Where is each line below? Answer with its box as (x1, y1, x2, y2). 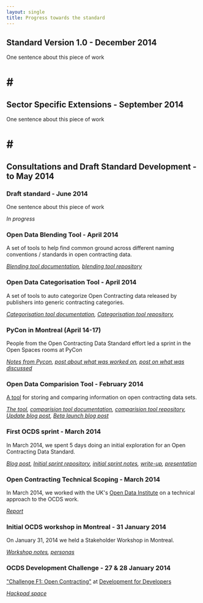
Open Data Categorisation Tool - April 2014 (6, 278, 137, 287)
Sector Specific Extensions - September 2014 (6, 99, 184, 110)
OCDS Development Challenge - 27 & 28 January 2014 (6, 564, 171, 572)
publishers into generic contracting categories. (6, 298, 125, 306)
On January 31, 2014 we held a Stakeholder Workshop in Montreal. (6, 537, 174, 544)
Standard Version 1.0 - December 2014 (6, 37, 157, 48)
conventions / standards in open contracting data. (6, 251, 133, 258)
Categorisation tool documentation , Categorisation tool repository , (6, 310, 174, 317)
